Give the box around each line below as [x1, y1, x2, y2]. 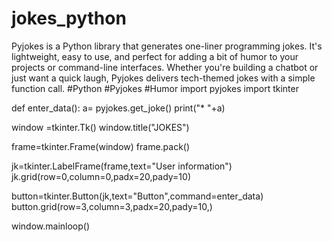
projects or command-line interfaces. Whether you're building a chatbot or [11, 61, 319, 73]
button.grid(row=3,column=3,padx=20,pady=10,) [11, 200, 213, 212]
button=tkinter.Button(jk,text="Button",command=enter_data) [11, 190, 264, 202]
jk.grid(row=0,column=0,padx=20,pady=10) [11, 170, 191, 182]
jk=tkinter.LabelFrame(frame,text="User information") [11, 160, 233, 172]
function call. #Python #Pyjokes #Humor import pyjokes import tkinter [11, 82, 299, 94]
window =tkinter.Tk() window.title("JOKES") [11, 121, 190, 133]
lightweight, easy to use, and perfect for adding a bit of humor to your [11, 50, 299, 62]
